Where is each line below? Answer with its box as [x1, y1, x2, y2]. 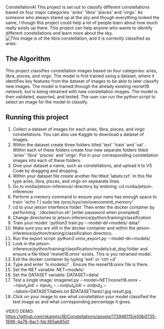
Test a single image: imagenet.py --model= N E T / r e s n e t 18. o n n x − [12, 277, 142, 283]
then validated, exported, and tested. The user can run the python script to [5, 94, 156, 99]
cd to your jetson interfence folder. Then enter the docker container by [12, 204, 155, 210]
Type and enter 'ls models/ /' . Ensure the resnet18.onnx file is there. [12, 261, 149, 267]
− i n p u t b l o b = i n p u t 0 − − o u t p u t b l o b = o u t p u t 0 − [12, 282, 107, 289]
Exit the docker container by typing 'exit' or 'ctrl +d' [12, 256, 117, 262]
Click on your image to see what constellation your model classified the [12, 294, 157, 300]
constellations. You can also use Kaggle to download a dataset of [12, 131, 144, 137]
